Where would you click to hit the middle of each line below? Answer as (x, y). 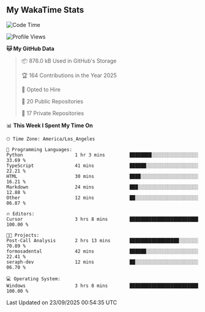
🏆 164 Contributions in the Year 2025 (69, 75)
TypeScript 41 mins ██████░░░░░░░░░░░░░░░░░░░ (102, 165)
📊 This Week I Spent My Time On (50, 125)
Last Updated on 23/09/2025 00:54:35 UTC (62, 302)
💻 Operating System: (34, 279)
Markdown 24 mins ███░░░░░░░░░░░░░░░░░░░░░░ (102, 187)
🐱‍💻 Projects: (23, 235)
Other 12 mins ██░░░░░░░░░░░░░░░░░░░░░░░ (102, 198)
